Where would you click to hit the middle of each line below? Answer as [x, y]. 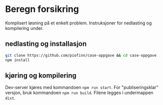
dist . [10, 98]
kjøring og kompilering [41, 75]
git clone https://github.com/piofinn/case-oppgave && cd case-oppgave [81, 55]
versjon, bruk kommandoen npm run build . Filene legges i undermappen [79, 93]
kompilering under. [24, 28]
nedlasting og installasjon [46, 44]
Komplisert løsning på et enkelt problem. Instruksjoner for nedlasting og [79, 23]
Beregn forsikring [42, 9]
